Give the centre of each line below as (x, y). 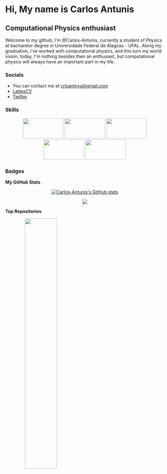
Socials (14, 75)
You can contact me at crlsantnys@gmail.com (60, 86)
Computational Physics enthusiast (61, 28)
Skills (12, 110)
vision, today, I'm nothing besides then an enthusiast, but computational (80, 56)
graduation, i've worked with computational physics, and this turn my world (83, 51)
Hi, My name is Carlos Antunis (70, 9)
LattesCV (22, 91)
